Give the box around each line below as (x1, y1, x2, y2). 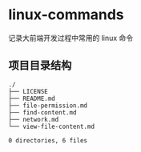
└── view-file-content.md (8, 122, 95, 130)
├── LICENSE (8, 87, 48, 95)
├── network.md (8, 115, 59, 123)
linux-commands (8, 6, 124, 24)
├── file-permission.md (8, 102, 88, 110)
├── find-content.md (8, 108, 78, 117)
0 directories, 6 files (8, 136, 88, 145)
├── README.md (8, 94, 56, 102)
